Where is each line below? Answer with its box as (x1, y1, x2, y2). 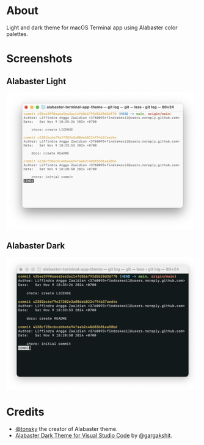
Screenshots (6, 52, 73, 66)
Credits (6, 405, 45, 419)
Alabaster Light (6, 76, 67, 86)
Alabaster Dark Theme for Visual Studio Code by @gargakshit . (15, 432, 173, 440)
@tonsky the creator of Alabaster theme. (15, 425, 118, 433)
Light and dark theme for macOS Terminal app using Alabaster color (6, 24, 178, 31)
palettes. (6, 30, 29, 37)
